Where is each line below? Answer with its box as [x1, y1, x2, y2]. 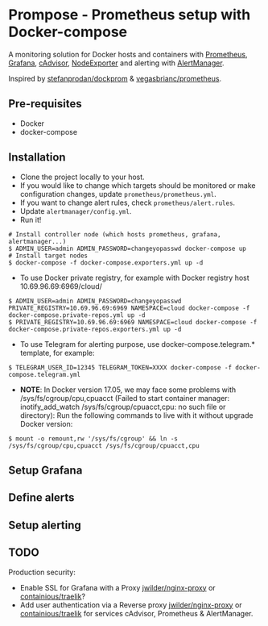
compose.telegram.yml [8, 370, 81, 378]
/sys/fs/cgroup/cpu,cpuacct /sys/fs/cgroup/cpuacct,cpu [8, 441, 200, 449]
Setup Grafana [8, 463, 83, 477]
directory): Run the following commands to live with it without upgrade [19, 410, 254, 420]
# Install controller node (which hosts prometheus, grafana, [8, 230, 221, 239]
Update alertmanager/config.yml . [19, 206, 132, 215]
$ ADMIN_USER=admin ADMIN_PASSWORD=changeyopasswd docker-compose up [8, 244, 247, 252]
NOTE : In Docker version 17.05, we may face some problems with [19, 385, 237, 394]
